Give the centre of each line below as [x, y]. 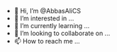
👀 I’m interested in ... [44, 18]
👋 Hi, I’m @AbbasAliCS [48, 11]
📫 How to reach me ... [47, 41]
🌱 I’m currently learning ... [52, 26]
